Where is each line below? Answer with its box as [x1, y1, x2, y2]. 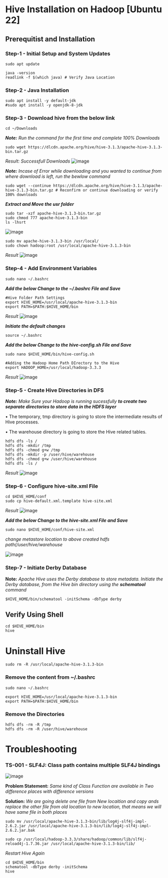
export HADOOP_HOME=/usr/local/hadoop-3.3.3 [5, 365, 101, 370]
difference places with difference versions [5, 788, 94, 794]
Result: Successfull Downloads [5, 158, 70, 164]
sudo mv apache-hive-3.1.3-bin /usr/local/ [5, 238, 99, 244]
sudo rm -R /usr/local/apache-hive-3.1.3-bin [5, 662, 103, 667]
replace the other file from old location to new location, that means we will [5, 804, 161, 810]
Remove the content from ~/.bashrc [5, 674, 96, 681]
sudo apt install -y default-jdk [5, 98, 76, 103]
